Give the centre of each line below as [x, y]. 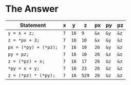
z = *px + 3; [24, 40]
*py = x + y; [24, 68]
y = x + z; [21, 33]
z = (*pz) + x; [26, 61]
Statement [33, 25]
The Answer [32, 9]
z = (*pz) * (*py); [32, 75]
